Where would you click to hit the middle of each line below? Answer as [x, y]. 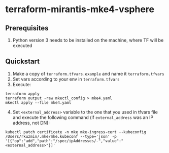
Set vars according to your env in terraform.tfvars [66, 79]
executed [22, 46]
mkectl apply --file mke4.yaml [38, 102]
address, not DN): [31, 123]
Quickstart [23, 62]
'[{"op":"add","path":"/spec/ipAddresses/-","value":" [64, 141]
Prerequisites [27, 28]
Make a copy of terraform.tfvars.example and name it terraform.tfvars [88, 73]
